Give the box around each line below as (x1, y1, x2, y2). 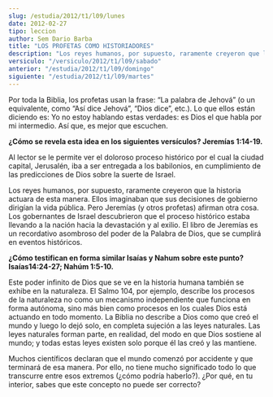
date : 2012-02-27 (8, 20, 67, 28)
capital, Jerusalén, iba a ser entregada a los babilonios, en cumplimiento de (8, 160, 262, 171)
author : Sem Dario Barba (8, 34, 93, 43)
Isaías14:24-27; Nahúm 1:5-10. (8, 261, 114, 271)
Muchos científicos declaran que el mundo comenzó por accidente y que (8, 353, 253, 363)
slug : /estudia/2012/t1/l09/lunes (8, 11, 126, 20)
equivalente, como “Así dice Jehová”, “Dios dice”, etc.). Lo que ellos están (8, 103, 256, 113)
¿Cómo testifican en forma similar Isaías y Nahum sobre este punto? (8, 253, 244, 263)
